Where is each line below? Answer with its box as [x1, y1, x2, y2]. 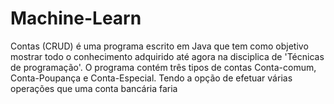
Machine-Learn [10, 7, 142, 30]
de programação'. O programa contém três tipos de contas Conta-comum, [10, 61, 317, 73]
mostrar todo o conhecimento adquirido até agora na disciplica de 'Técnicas [10, 50, 325, 62]
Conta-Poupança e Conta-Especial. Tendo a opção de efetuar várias [10, 72, 293, 84]
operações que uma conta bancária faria [10, 82, 178, 94]
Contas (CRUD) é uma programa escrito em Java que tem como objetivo [10, 40, 309, 52]
